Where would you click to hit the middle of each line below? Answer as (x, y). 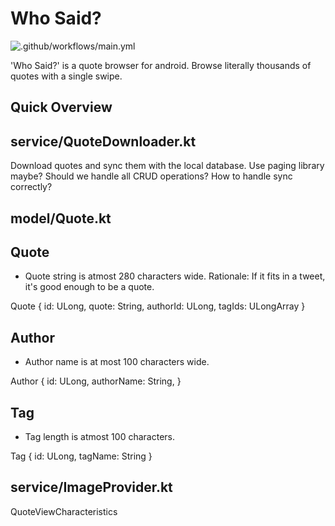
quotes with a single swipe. (66, 76)
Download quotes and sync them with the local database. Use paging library (167, 166)
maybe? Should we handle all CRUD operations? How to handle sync (151, 176)
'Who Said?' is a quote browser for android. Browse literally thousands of (161, 65)
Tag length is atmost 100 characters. (99, 436)
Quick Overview (61, 107)
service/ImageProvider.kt (91, 487)
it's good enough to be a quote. (89, 287)
